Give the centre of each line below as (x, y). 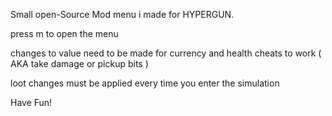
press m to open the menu (64, 33)
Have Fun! (31, 102)
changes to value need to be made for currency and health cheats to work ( (166, 53)
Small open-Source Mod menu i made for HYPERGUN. (122, 14)
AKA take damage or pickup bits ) (79, 63)
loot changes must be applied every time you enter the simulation (145, 83)
